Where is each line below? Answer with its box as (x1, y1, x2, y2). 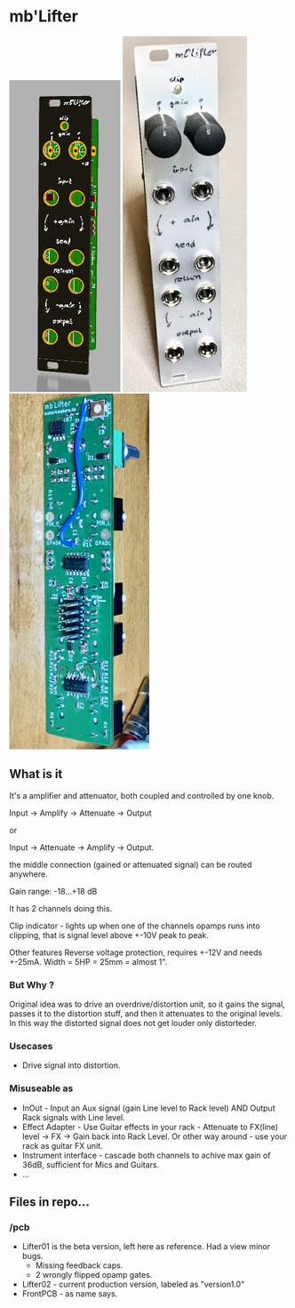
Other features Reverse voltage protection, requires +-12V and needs (9, 947, 263, 958)
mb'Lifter (9, 6, 78, 27)
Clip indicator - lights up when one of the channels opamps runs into (9, 920, 260, 931)
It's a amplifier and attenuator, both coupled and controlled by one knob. (9, 790, 275, 801)
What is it (9, 766, 63, 782)
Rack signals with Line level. (21, 1111, 126, 1122)
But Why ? (9, 978, 55, 991)
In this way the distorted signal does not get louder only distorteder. (9, 1018, 258, 1029)
